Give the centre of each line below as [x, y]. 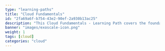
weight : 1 [15, 32]
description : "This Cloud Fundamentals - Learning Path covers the [76, 23]
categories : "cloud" [26, 41]
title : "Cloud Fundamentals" [35, 14]
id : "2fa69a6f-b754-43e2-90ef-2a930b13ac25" [51, 18]
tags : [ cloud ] [20, 37]
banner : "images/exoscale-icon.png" [42, 28]
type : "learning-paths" [29, 9]
